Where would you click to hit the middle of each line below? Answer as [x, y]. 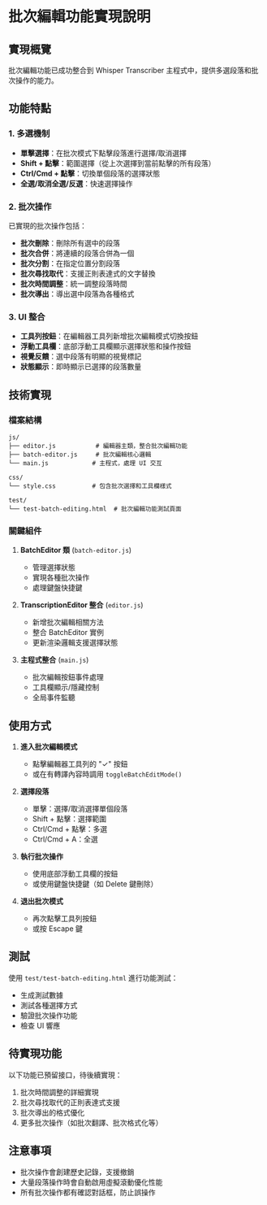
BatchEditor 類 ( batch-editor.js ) [76, 550]
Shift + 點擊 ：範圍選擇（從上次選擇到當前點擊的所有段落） [118, 163]
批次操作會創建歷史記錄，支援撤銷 [77, 1172]
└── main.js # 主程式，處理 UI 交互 [85, 463]
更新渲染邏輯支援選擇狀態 [75, 642]
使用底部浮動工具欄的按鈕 [75, 874]
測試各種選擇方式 [49, 1005]
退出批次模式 [41, 901]
